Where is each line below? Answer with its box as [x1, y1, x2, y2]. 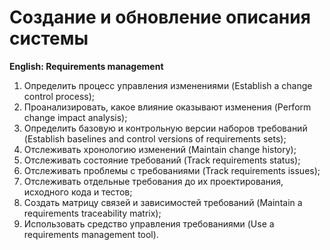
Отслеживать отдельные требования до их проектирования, [23, 175, 284, 187]
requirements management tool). [23, 228, 159, 240]
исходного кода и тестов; [23, 186, 133, 198]
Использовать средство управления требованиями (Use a [23, 217, 275, 230]
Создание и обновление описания [9, 6, 311, 29]
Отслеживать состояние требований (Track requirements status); [23, 154, 301, 166]
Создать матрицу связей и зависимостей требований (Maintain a [23, 196, 303, 208]
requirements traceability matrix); [23, 207, 162, 219]
